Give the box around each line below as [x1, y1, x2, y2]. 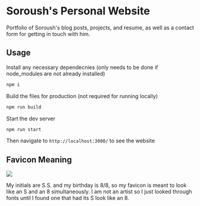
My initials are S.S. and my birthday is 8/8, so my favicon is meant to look [6, 181, 187, 189]
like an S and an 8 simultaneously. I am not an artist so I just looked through [6, 188, 193, 195]
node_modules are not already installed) [6, 70, 105, 77]
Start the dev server [6, 115, 56, 122]
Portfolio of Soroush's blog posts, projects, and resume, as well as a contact [6, 24, 195, 31]
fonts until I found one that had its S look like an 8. [6, 195, 130, 202]
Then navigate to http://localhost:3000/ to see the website [6, 137, 155, 144]
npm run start [6, 126, 42, 132]
